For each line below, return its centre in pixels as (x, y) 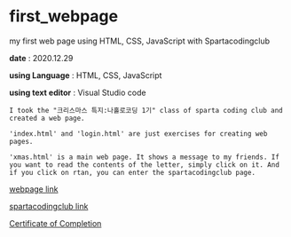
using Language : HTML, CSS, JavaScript (86, 75)
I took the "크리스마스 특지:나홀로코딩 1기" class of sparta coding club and (146, 110)
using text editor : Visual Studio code (78, 92)
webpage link (34, 189)
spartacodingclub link (49, 206)
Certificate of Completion (55, 223)
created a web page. (47, 118)
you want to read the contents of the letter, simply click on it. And (144, 165)
